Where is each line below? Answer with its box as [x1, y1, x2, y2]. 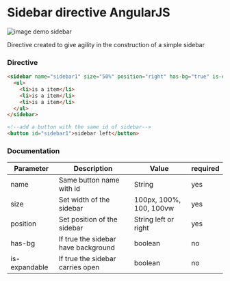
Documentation [7, 146, 60, 156]
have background [58, 243, 115, 252]
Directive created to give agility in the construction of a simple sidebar [7, 40, 205, 49]
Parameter [13, 164, 49, 174]
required [191, 164, 220, 174]
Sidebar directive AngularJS [7, 5, 170, 21]
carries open [58, 263, 100, 272]
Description [73, 164, 113, 174]
